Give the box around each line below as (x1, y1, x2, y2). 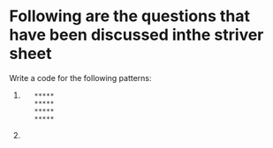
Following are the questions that (9, 6, 250, 26)
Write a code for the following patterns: (9, 72, 152, 83)
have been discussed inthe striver (9, 25, 264, 45)
